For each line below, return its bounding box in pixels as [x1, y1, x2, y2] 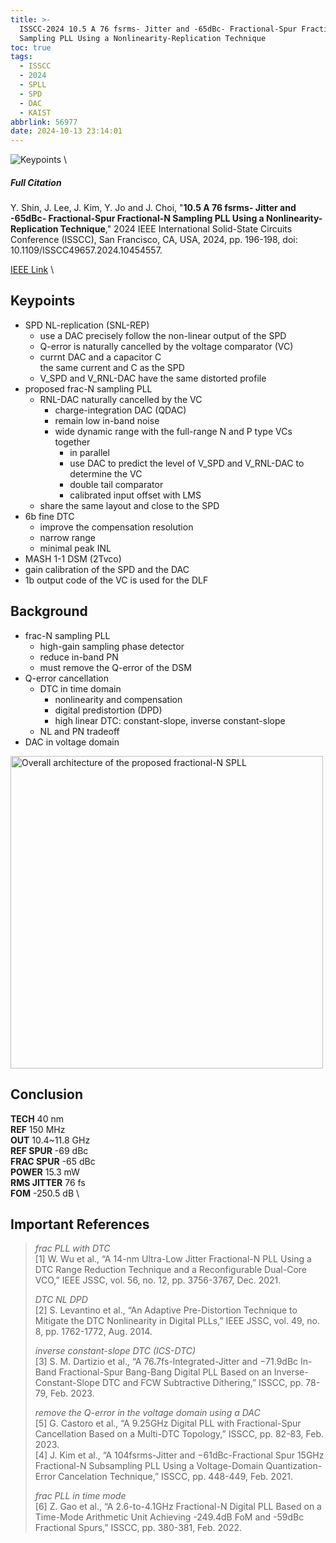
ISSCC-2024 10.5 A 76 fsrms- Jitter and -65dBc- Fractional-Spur [19, 24, 298, 34]
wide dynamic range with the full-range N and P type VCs [54, 425, 293, 437]
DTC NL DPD [34, 1294, 88, 1306]
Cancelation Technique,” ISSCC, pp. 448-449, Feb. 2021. [58, 1471, 293, 1483]
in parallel [69, 446, 110, 458]
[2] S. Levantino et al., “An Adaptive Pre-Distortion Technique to [34, 1304, 298, 1316]
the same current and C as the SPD [39, 361, 185, 373]
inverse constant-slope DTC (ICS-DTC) [34, 1345, 197, 1357]
